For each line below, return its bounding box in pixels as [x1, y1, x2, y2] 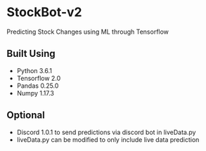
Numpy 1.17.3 [16, 88, 54, 97]
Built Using [6, 48, 56, 60]
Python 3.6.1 [16, 66, 53, 74]
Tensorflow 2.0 [16, 74, 61, 82]
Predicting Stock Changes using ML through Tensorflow [6, 27, 169, 36]
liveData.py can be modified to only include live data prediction [16, 135, 200, 144]
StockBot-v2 [6, 4, 82, 20]
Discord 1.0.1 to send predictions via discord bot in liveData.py [16, 128, 196, 136]
